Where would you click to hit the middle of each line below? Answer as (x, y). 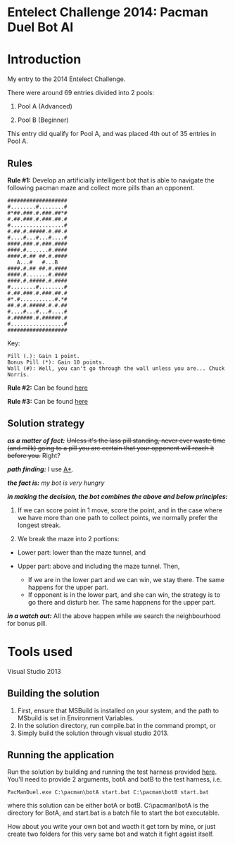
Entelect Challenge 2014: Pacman (108, 12)
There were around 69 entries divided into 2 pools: (81, 93)
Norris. (19, 374)
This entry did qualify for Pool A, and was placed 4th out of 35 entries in (112, 134)
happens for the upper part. (68, 587)
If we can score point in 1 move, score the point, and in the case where (120, 510)
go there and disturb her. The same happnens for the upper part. (122, 602)
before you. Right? (34, 455)
